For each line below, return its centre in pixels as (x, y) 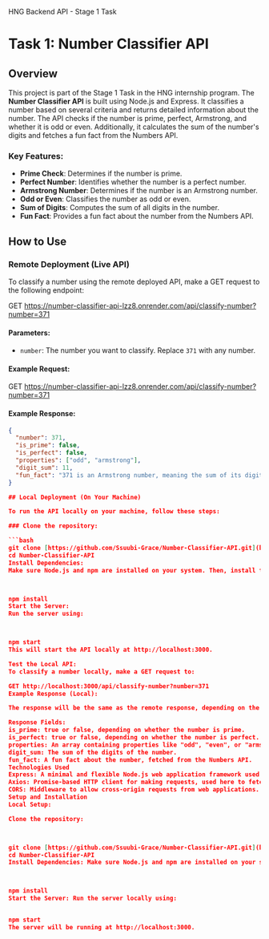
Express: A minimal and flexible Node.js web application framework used (134, 775)
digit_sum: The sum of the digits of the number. (93, 752)
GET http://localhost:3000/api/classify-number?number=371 (109, 686)
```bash (21, 540)
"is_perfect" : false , (52, 453)
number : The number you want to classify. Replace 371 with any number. (138, 350)
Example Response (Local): (53, 694)
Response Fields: (37, 722)
